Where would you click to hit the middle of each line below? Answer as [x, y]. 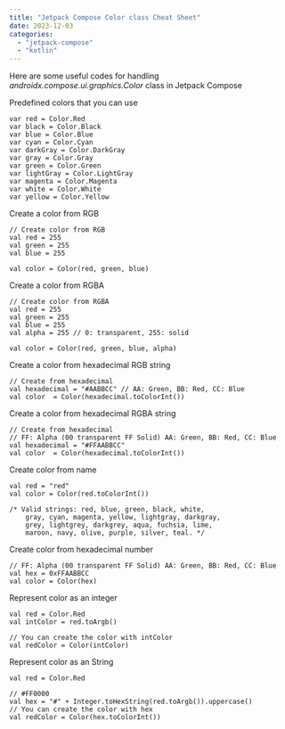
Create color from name [53, 470]
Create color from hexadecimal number [81, 550]
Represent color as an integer [64, 598]
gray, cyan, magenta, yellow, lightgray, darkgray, [123, 518]
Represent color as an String [61, 662]
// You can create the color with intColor [91, 638]
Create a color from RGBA [57, 285]
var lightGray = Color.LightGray [71, 174]
